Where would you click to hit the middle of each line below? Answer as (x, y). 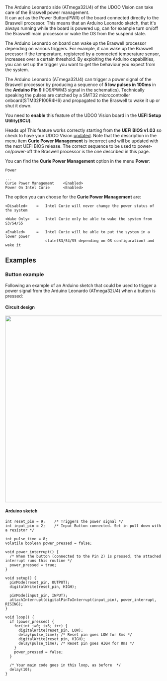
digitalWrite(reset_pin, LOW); (51, 631)
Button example (25, 275)
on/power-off (19, 151)
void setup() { (21, 578)
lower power (17, 236)
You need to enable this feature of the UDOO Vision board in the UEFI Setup (83, 115)
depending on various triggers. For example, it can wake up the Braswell (79, 49)
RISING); (14, 604)
